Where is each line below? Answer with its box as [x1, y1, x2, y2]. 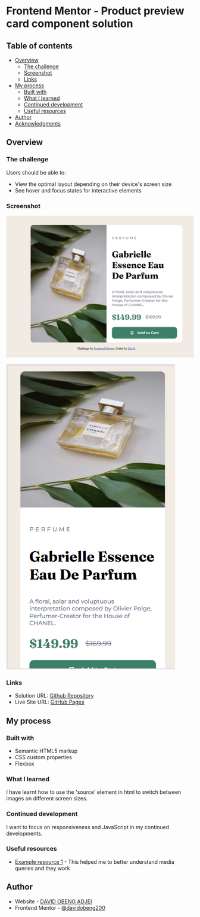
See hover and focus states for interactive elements [14, 187, 142, 194]
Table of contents [6, 41, 73, 51]
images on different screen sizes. [6, 795, 88, 802]
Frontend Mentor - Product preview [6, 4, 185, 18]
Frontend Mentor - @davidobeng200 [14, 904, 106, 911]
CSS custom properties [14, 753, 73, 760]
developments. [6, 830, 43, 837]
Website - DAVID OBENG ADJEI [14, 898, 92, 905]
